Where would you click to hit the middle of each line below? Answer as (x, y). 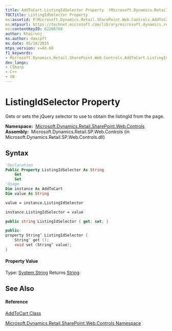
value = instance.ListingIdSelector (44, 203)
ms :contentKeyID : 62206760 (34, 29)
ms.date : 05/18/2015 (27, 44)
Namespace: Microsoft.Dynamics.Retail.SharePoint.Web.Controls (75, 126)
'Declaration (19, 165)
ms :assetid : (18, 19)
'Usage (12, 184)
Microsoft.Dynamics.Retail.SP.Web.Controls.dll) (55, 137)
